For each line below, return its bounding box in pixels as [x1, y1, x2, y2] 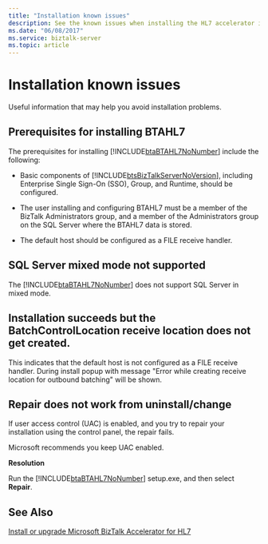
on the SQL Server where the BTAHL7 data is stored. [19, 220, 193, 229]
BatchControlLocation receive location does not [8, 324, 251, 338]
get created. [8, 336, 70, 350]
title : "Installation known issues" [8, 11, 130, 20]
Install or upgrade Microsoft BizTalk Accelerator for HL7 [8, 526, 191, 536]
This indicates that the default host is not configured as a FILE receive [8, 357, 238, 367]
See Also [8, 505, 53, 519]
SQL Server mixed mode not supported [8, 259, 206, 272]
